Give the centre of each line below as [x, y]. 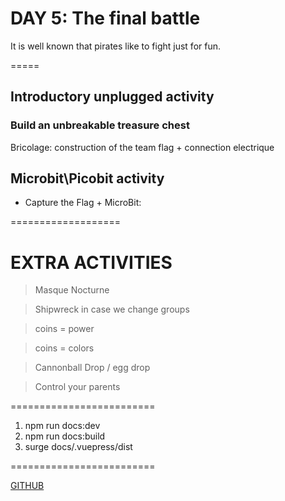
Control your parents [77, 387]
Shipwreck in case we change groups [112, 309]
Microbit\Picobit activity [87, 178]
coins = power [64, 329]
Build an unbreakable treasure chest [100, 125]
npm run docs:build [65, 436]
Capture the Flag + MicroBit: [83, 203]
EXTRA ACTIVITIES [91, 262]
